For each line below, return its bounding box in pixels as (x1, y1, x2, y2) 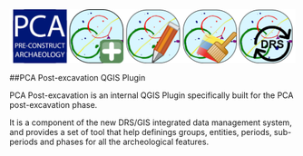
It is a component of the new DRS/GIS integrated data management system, (9, 117, 292, 128)
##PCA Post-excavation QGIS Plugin (9, 72, 146, 83)
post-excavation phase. (9, 99, 98, 110)
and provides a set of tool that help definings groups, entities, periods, (9, 126, 272, 137)
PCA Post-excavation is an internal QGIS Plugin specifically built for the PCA (9, 90, 294, 101)
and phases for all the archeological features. (39, 136, 210, 147)
